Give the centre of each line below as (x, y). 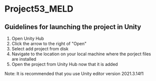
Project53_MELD (39, 9)
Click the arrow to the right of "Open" (49, 44)
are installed (24, 59)
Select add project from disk (40, 49)
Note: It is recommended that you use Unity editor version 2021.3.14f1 (74, 73)
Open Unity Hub (28, 38)
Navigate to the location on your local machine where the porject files (81, 54)
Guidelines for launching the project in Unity (73, 27)
